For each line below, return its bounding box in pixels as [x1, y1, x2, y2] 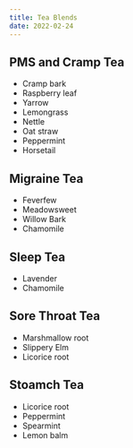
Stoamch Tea [9, 377, 85, 392]
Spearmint [21, 420, 61, 431]
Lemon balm [21, 429, 69, 440]
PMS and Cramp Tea [9, 55, 125, 70]
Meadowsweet [21, 204, 78, 215]
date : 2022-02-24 [9, 22, 74, 30]
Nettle [21, 116, 46, 127]
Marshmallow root [21, 332, 89, 343]
